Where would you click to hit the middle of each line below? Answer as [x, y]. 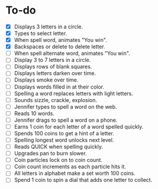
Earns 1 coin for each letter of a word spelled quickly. [79, 126]
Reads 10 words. [34, 113]
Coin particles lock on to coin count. [58, 160]
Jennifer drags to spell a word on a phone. [66, 120]
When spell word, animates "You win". [60, 40]
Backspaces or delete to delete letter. [60, 47]
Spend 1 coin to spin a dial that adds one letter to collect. [83, 180]
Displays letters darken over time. [55, 73]
